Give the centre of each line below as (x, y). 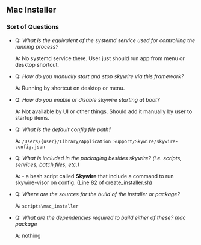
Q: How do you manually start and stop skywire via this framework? (99, 76)
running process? (37, 46)
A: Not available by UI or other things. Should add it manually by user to (104, 111)
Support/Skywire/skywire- (146, 141)
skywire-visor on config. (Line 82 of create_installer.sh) (83, 182)
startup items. (32, 117)
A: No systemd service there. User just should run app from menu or (100, 58)
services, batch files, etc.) (47, 164)
